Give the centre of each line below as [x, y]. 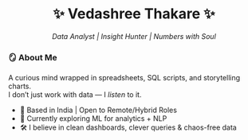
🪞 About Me [33, 57]
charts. [20, 86]
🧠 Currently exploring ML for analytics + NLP [93, 119]
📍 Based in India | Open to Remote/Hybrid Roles [98, 110]
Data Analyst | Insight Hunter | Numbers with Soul [134, 36]
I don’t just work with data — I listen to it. [75, 95]
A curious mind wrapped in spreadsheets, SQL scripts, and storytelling [124, 78]
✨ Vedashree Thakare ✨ [134, 14]
